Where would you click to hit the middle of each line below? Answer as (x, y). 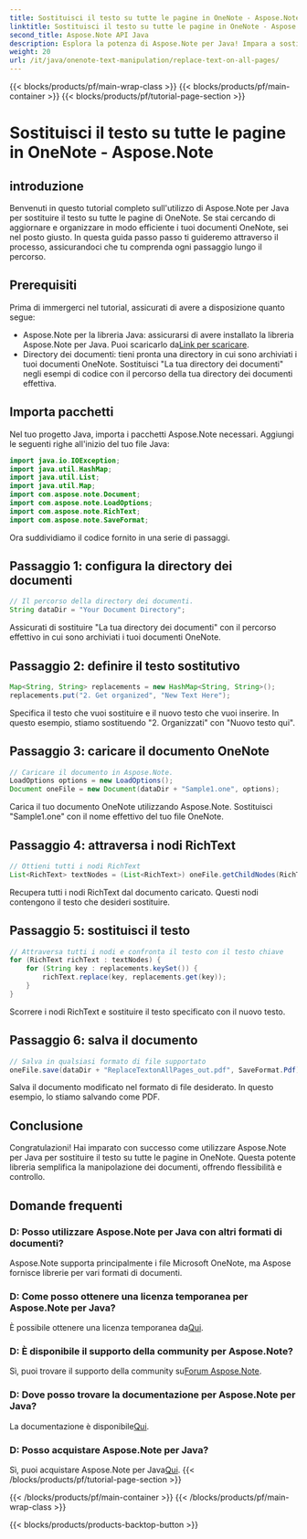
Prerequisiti (43, 286)
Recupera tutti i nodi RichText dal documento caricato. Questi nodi (134, 892)
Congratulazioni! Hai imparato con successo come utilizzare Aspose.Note (148, 1148)
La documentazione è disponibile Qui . (79, 1426)
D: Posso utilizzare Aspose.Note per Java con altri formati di (146, 1232)
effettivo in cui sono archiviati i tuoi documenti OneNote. (115, 637)
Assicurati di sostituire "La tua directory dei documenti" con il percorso (143, 628)
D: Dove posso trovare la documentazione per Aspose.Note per (153, 1395)
